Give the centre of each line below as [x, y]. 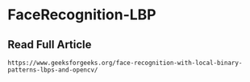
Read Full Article [50, 45]
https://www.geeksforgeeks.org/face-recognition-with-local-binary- [125, 63]
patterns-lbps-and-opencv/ [53, 70]
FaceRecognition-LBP [82, 15]
